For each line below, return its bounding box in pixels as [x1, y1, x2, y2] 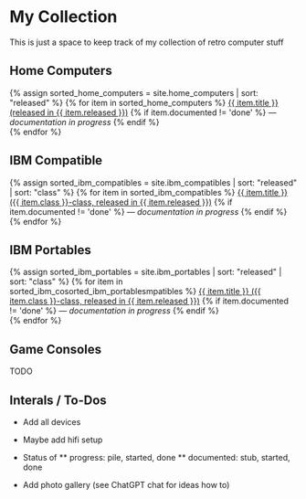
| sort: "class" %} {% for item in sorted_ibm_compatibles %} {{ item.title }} [9, 186, 289, 197]
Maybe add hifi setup [22, 434, 103, 445]
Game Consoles [9, 341, 102, 357]
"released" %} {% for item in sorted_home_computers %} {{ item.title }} [9, 97, 279, 108]
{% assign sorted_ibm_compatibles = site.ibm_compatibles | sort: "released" [9, 176, 298, 188]
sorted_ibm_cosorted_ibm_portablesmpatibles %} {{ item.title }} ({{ [9, 286, 262, 297]
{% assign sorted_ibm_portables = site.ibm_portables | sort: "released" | [9, 267, 282, 278]
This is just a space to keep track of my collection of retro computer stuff [9, 37, 284, 48]
